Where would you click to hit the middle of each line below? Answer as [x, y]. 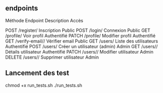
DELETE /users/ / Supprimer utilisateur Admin [52, 57]
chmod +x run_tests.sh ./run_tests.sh [44, 85]
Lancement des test [37, 73]
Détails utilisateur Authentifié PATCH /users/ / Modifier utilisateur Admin [79, 52]
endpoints [22, 8]
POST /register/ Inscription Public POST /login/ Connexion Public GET [78, 30]
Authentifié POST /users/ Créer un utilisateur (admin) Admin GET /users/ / [81, 46]
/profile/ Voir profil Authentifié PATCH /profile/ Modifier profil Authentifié [80, 35]
